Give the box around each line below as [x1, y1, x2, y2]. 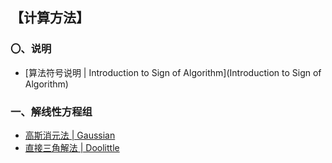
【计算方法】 [10, 9, 90, 27]
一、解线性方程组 [10, 104, 93, 118]
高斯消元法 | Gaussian [24, 129, 116, 141]
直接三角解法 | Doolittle [24, 141, 120, 153]
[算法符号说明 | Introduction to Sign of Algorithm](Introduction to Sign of [24, 66, 322, 78]
